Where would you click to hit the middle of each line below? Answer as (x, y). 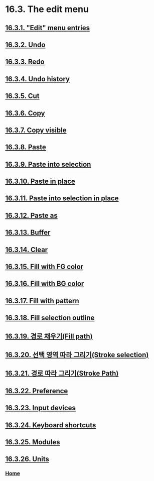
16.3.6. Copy (25, 113)
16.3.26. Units (27, 459)
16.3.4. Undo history (38, 79)
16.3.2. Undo (25, 44)
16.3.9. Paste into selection (48, 164)
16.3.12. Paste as (31, 215)
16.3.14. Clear (27, 250)
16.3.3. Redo (25, 62)
